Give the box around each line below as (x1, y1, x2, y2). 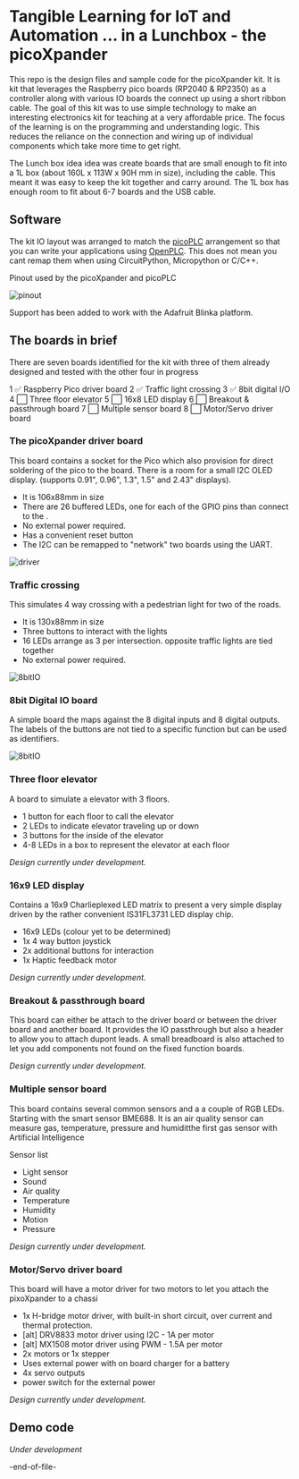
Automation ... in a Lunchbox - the (9, 25, 267, 46)
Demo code (9, 1420, 74, 1435)
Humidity (21, 1204, 56, 1215)
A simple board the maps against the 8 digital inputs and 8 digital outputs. (9, 714, 280, 726)
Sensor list (9, 1149, 49, 1160)
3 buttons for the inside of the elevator (21, 829, 164, 840)
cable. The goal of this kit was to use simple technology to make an (9, 102, 257, 113)
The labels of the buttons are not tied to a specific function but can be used (9, 724, 287, 735)
